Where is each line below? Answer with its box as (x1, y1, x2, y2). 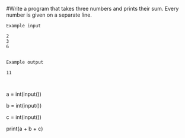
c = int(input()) (6, 114, 42, 121)
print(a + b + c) (6, 125, 43, 132)
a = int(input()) (6, 90, 42, 98)
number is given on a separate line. (6, 11, 92, 18)
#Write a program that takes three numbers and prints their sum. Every (6, 5, 179, 12)
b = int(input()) (6, 102, 42, 109)
